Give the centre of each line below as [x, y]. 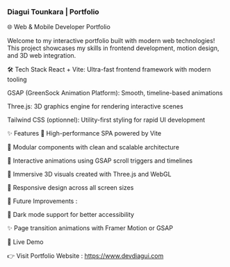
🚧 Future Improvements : [42, 201]
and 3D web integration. [42, 56]
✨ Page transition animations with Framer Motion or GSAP [90, 228]
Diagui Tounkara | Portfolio [53, 12]
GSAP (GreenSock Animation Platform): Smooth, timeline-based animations [115, 93]
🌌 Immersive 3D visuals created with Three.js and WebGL [89, 175]
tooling [17, 79]
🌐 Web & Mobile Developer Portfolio [59, 27]
